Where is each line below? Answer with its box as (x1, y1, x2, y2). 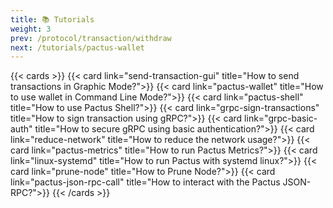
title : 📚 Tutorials (10, 14, 95, 25)
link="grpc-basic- (244, 112, 318, 125)
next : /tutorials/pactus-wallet (10, 42, 145, 53)
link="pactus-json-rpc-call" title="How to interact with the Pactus (10, 176, 281, 188)
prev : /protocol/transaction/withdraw (10, 33, 172, 43)
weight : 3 (10, 24, 52, 34)
